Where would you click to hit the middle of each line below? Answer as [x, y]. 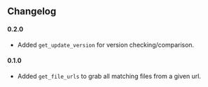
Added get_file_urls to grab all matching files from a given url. [109, 76]
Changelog [32, 11]
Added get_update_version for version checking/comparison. [106, 45]
